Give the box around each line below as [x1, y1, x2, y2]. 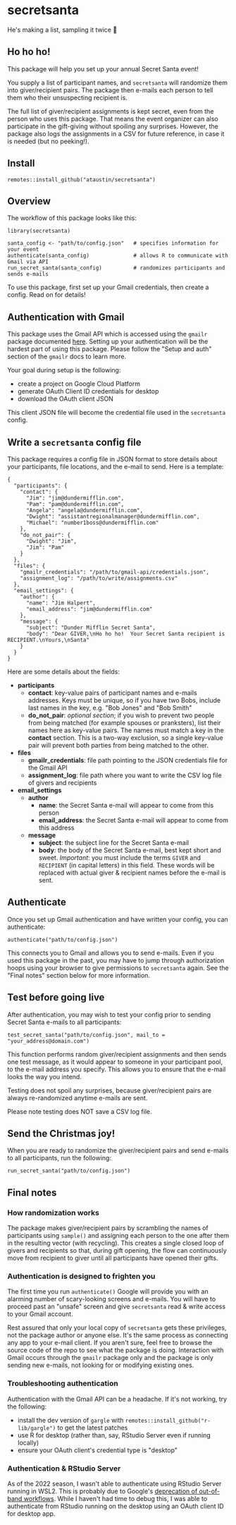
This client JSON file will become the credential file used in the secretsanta [7, 408, 226, 417]
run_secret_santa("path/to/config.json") [7, 1167, 131, 1174]
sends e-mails [7, 271, 49, 278]
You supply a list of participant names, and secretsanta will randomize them [7, 78, 228, 87]
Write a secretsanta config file [7, 436, 142, 448]
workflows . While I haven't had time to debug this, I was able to [23, 1495, 208, 1503]
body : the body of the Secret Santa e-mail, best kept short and [38, 846, 221, 854]
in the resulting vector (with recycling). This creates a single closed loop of [7, 1239, 224, 1247]
